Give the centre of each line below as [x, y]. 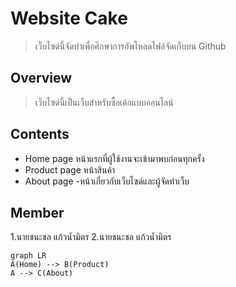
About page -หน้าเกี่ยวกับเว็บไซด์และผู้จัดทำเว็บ [107, 181]
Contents [40, 134]
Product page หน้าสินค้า [70, 169]
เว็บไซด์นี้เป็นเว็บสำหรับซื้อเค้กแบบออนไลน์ [104, 102]
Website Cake [69, 18]
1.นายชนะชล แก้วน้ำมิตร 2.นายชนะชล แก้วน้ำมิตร [91, 237]
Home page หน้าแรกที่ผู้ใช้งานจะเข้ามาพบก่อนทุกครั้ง [114, 158]
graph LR [28, 256]
